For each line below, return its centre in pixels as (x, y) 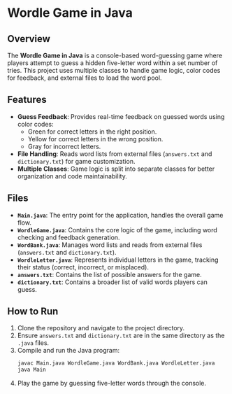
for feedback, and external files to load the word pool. (85, 78)
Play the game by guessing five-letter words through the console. (112, 384)
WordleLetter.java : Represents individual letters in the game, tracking (118, 260)
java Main (32, 370)
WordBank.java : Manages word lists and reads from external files (110, 245)
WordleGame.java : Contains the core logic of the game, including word (117, 230)
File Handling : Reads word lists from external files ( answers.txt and (115, 154)
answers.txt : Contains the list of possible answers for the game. (109, 274)
